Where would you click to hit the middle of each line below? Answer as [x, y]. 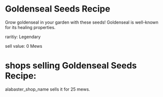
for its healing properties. [30, 27]
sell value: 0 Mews [24, 46]
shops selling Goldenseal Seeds [71, 66]
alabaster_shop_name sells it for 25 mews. [48, 89]
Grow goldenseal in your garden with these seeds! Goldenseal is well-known [82, 22]
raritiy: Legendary [23, 37]
